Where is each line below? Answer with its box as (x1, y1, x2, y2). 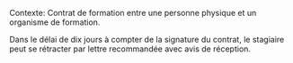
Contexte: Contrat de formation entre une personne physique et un (9, 8, 257, 18)
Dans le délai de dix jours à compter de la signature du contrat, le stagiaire (9, 35, 285, 44)
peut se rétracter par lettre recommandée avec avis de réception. (9, 43, 252, 54)
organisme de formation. (9, 17, 101, 28)
